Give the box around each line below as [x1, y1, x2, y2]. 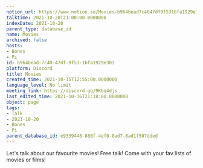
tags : [6, 104, 20, 111]
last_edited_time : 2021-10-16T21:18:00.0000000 [6, 93, 129, 99]
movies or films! [6, 156, 47, 163]
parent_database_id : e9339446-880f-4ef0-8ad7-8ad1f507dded [6, 133, 158, 139]
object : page [6, 99, 39, 105]
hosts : [6, 43, 23, 49]
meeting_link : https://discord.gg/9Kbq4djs [6, 88, 118, 94]
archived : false [6, 37, 47, 43]
